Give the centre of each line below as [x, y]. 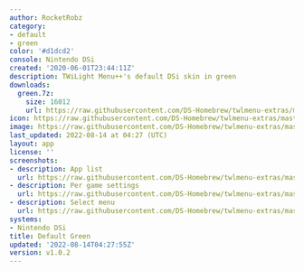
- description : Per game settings [75, 186]
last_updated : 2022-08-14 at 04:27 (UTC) [89, 135]
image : [22, 127]
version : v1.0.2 [40, 253]
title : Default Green [50, 236]
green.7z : [36, 93]
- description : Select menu [62, 203]
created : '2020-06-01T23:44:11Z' [72, 69]
